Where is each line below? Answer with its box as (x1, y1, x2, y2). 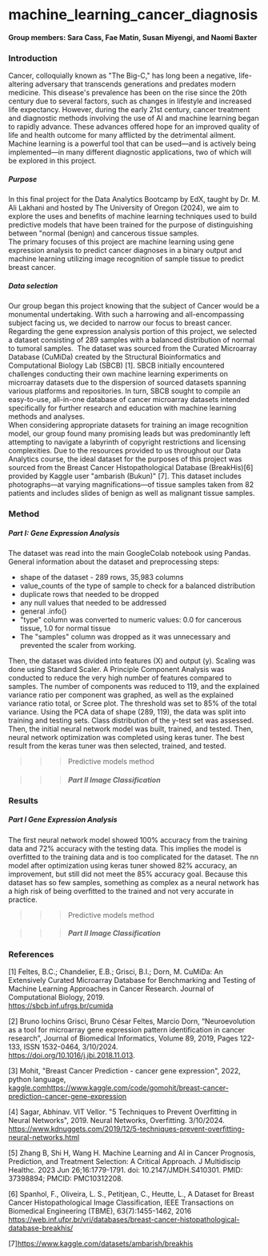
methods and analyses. (8, 412, 86, 421)
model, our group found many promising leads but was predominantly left (8, 429, 250, 438)
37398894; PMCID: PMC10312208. (8, 1173, 124, 1183)
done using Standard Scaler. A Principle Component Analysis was (8, 664, 225, 674)
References (8, 948, 54, 960)
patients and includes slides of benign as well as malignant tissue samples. (8, 489, 255, 498)
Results (8, 795, 38, 806)
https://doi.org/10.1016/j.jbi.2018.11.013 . (8, 1051, 135, 1061)
